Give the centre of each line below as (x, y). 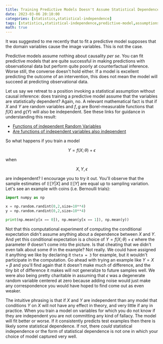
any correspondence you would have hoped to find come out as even (75, 286)
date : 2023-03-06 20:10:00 (33, 14)
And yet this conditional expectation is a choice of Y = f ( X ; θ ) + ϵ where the (80, 239)
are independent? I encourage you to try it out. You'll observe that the (75, 179)
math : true (16, 28)
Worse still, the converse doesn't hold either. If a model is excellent (72, 71)
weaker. (13, 291)
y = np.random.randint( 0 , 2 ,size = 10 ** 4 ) (46, 211)
